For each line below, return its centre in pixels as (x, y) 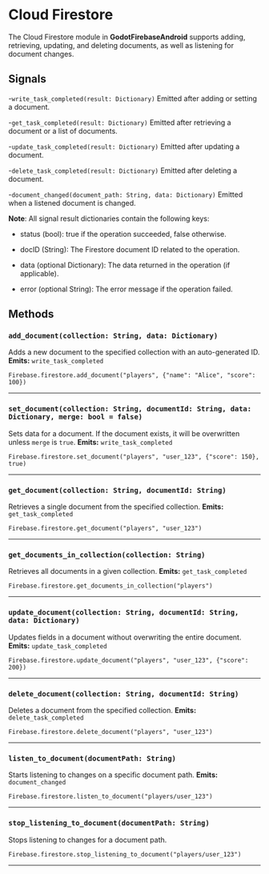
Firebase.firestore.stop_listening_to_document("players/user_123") (125, 854)
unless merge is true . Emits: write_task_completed (90, 442)
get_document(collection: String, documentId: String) (117, 490)
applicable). (39, 273)
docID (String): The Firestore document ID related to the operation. (130, 249)
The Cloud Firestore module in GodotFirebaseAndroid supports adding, (127, 37)
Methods (31, 314)
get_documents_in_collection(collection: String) (107, 555)
